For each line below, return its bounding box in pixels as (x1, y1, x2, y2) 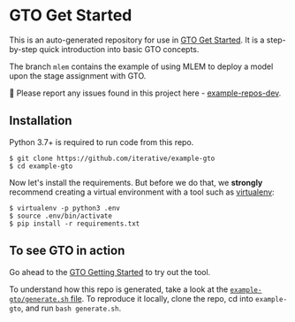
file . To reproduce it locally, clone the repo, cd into (70, 293, 253, 303)
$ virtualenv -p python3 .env (9, 203, 121, 212)
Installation (9, 113, 72, 128)
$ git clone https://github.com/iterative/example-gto (9, 154, 216, 163)
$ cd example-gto (9, 161, 73, 171)
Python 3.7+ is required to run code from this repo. (9, 136, 194, 147)
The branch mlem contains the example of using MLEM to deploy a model (9, 61, 274, 72)
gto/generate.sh (9, 295, 69, 303)
